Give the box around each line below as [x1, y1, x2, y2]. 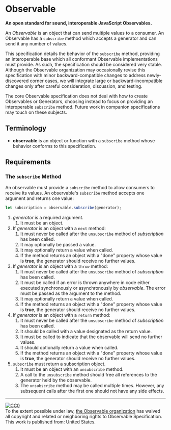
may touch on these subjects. [5, 109, 67, 115]
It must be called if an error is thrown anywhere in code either [20, 280, 150, 286]
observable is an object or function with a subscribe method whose [12, 137, 155, 143]
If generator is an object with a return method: [12, 312, 110, 318]
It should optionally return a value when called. [20, 345, 119, 351]
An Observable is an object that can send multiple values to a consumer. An [5, 30, 164, 36]
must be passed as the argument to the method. [20, 290, 121, 296]
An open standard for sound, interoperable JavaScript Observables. [5, 20, 152, 26]
